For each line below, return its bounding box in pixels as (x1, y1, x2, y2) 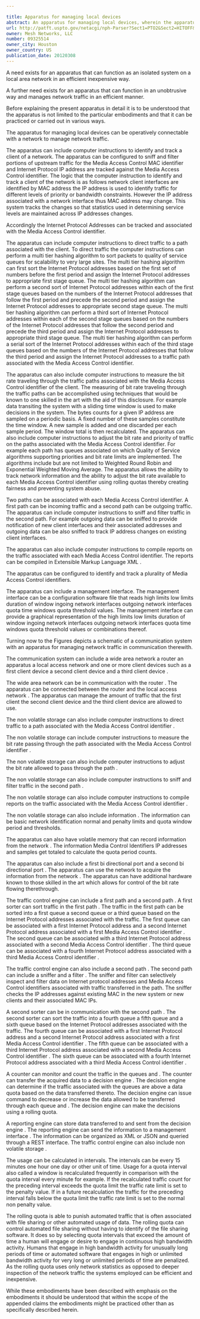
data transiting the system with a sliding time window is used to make (6, 402, 177, 409)
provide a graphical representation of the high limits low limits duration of (6, 613, 186, 620)
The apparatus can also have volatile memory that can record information (6, 835, 186, 842)
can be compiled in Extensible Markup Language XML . (6, 558, 142, 565)
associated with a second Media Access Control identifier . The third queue (6, 941, 191, 948)
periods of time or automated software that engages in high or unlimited (6, 1250, 183, 1257)
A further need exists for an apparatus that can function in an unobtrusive (6, 87, 187, 94)
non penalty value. (6, 1201, 52, 1208)
